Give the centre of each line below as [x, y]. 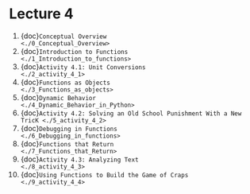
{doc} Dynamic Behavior [58, 97]
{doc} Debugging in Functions [69, 128]
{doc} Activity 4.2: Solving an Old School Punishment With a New [131, 113]
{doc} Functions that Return [67, 143]
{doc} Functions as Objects [65, 82]
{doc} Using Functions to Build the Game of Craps [104, 174]
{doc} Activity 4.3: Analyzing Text [79, 159]
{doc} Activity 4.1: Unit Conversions [83, 66]
